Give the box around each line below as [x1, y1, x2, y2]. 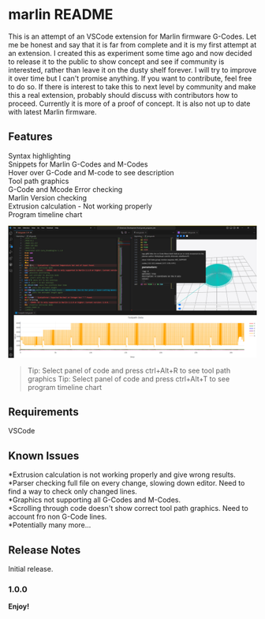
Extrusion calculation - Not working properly [8, 201, 152, 211]
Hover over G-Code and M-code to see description [8, 167, 175, 177]
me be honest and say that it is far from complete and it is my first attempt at [8, 39, 257, 49]
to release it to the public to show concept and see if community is [8, 57, 225, 66]
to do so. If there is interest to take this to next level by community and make [8, 81, 256, 92]
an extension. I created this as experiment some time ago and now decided [8, 48, 252, 58]
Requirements [8, 405, 79, 418]
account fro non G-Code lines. [8, 512, 107, 522]
